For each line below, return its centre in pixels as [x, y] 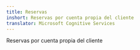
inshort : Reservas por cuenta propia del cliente [70, 18]
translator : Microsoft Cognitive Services [61, 23]
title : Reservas [27, 12]
